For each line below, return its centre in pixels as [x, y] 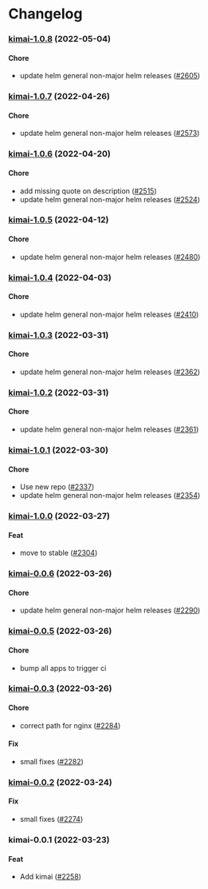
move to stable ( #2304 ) [59, 553]
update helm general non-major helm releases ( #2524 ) [110, 199]
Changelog [45, 14]
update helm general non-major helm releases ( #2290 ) [110, 610]
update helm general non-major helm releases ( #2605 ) [110, 76]
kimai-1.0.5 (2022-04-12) [59, 220]
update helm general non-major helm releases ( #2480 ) [110, 257]
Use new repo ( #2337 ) [57, 487]
